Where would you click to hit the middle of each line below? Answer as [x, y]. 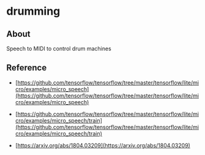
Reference [27, 68]
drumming [33, 11]
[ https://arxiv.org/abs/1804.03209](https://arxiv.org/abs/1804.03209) [103, 145]
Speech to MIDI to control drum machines [59, 48]
